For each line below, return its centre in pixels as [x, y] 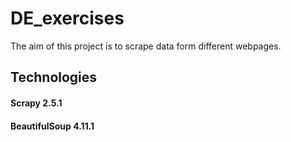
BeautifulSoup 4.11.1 [52, 126]
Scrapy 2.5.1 [36, 103]
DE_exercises [67, 18]
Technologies [54, 77]
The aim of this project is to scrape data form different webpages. [146, 46]
